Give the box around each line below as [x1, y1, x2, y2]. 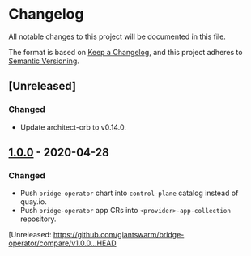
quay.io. [19, 197, 47, 207]
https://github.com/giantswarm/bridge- [53, 230, 185, 240]
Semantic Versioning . [8, 56, 79, 66]
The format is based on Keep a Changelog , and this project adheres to [8, 47, 243, 57]
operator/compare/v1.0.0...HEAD [8, 238, 117, 248]
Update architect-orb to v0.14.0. [19, 122, 127, 132]
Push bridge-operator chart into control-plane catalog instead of [19, 188, 239, 198]
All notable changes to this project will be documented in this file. [8, 32, 227, 41]
